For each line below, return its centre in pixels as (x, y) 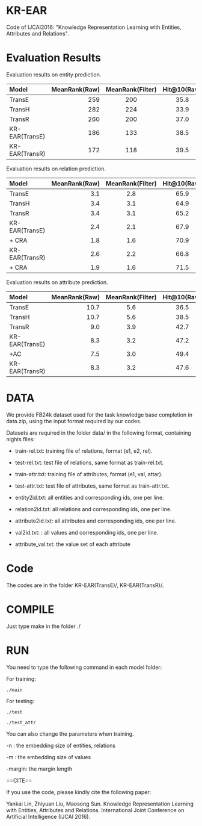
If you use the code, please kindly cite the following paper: (79, 792)
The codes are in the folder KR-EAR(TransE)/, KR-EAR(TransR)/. (85, 585)
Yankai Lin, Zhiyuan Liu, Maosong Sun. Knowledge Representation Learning (100, 804)
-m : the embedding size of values (49, 757)
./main (14, 690)
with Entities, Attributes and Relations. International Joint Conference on (95, 810)
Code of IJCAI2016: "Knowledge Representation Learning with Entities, (94, 27)
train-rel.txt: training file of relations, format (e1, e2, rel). (84, 451)
